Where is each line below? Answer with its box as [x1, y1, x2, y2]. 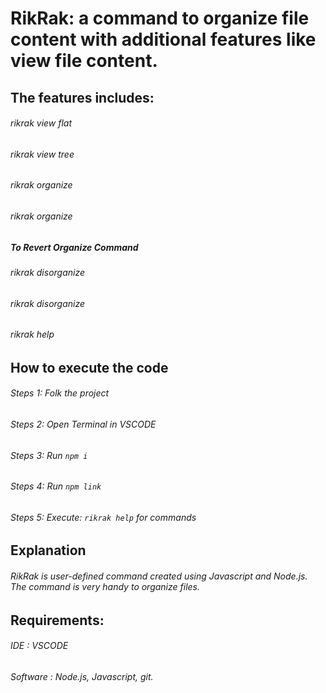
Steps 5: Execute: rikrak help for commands [10, 511, 197, 523]
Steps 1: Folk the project [10, 387, 110, 399]
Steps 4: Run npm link [10, 480, 102, 492]
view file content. [10, 50, 158, 72]
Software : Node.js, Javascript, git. [10, 670, 154, 682]
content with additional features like [10, 28, 317, 51]
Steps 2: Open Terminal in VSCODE [10, 418, 157, 431]
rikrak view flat [10, 117, 73, 129]
